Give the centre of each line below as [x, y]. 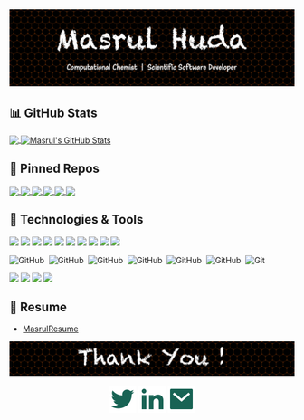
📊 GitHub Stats [53, 113]
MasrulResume [50, 329]
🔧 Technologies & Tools [76, 220]
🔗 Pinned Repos [54, 169]
